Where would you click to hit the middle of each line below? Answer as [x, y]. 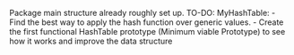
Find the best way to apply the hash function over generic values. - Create [147, 22]
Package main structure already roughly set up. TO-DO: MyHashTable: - [143, 13]
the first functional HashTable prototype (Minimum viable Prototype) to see [147, 31]
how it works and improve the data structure [91, 41]
